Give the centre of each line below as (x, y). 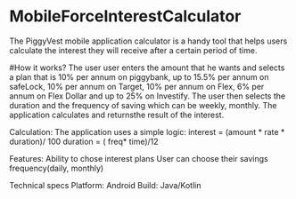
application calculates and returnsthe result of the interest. (117, 115)
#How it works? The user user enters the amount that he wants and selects (147, 68)
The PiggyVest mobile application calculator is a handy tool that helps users (148, 41)
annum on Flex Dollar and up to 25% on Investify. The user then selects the (148, 96)
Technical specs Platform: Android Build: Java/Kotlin (105, 185)
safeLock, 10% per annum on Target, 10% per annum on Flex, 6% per (137, 86)
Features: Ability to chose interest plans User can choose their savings (139, 158)
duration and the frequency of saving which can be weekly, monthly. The (144, 105)
